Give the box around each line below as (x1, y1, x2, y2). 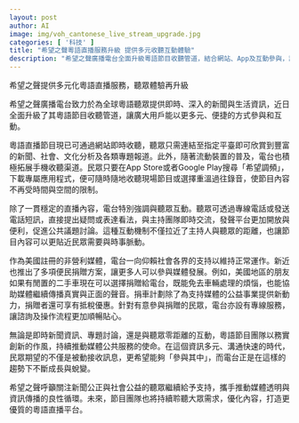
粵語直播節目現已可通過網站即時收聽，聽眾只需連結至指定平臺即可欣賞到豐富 (9, 140, 290, 150)
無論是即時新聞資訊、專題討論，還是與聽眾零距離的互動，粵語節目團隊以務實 (9, 330, 290, 340)
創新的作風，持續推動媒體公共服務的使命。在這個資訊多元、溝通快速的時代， (9, 341, 290, 351)
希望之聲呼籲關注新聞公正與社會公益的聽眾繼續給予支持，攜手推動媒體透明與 (9, 382, 290, 392)
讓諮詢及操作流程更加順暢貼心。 (9, 311, 126, 321)
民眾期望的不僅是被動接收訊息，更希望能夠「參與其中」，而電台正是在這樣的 (9, 352, 287, 363)
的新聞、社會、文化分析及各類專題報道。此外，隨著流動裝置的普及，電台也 (9, 151, 282, 161)
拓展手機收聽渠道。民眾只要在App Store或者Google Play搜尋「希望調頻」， (16, 162, 289, 172)
